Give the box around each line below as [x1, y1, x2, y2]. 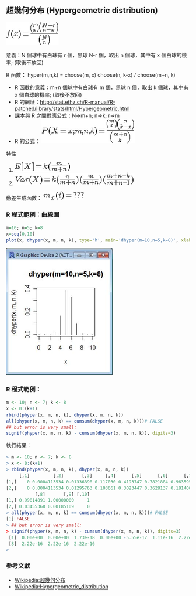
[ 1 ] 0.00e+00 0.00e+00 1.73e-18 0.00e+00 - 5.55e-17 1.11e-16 [8, 534, 174, 540]
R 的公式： [14, 137, 40, 145]
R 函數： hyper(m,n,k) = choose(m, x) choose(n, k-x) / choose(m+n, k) [6, 71, 176, 78]
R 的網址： [14, 98, 40, 105]
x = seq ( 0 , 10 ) [6, 231, 35, 237]
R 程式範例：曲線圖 [6, 210, 60, 219]
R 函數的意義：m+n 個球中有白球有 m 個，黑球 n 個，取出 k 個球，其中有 [14, 84, 189, 91]
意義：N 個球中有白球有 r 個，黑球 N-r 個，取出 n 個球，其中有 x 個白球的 [6, 52, 182, 59]
